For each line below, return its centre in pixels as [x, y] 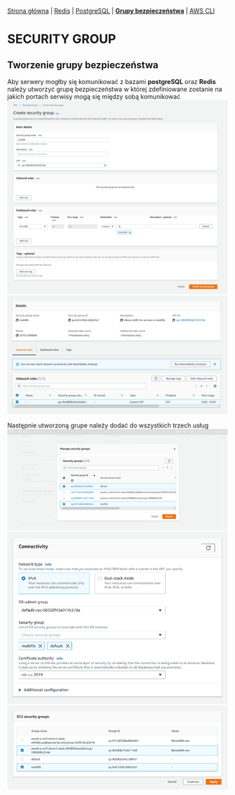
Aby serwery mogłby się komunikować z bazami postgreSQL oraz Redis [112, 82]
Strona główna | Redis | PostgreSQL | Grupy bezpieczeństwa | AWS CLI [111, 11]
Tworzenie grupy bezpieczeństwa [83, 65]
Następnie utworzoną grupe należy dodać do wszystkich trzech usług [108, 425]
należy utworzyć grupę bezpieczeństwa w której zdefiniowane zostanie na [115, 89]
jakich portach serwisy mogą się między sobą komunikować [94, 97]
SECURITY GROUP [62, 39]
